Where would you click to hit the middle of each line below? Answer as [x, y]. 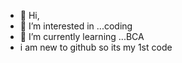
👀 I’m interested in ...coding [76, 26]
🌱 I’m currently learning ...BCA [82, 36]
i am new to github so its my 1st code [96, 47]
